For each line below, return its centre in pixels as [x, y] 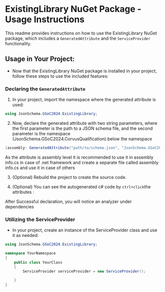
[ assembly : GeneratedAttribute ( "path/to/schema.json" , [62, 148]
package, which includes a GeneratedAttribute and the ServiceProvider [78, 38]
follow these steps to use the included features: [60, 76]
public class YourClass [38, 262]
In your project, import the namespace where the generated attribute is [84, 100]
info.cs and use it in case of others [40, 168]
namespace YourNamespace [30, 253]
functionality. [18, 43]
